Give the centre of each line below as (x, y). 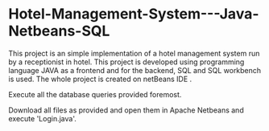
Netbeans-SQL (59, 31)
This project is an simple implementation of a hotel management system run (134, 53)
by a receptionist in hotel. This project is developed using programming (126, 62)
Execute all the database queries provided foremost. (95, 94)
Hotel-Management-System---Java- (134, 14)
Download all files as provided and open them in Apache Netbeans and (126, 110)
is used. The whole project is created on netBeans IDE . (100, 79)
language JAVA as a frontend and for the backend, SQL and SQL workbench (135, 70)
